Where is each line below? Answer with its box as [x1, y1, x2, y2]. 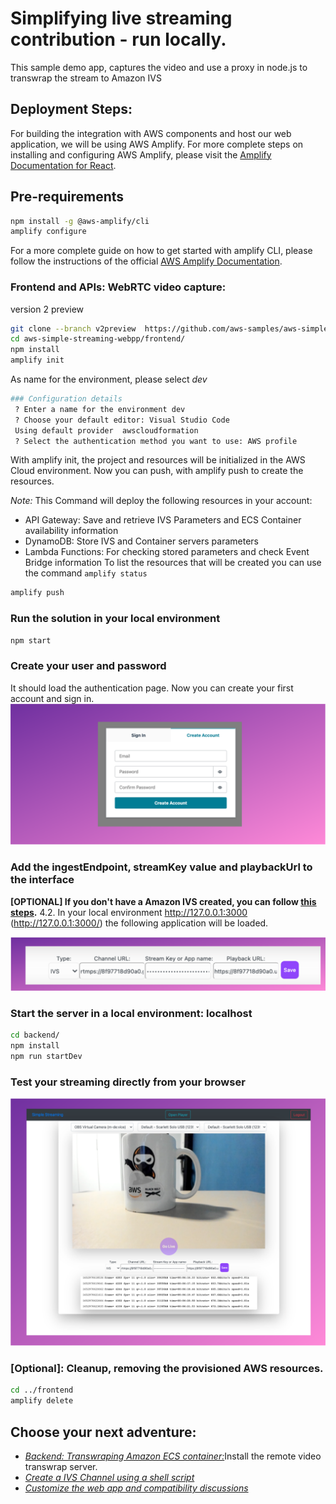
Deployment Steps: [10, 101, 133, 118]
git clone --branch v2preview [10, 323, 137, 334]
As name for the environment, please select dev [10, 373, 208, 386]
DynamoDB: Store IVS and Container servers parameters [24, 535, 259, 547]
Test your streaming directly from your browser [10, 1075, 246, 1089]
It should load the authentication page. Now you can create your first [10, 682, 294, 694]
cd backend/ [10, 1030, 60, 1041]
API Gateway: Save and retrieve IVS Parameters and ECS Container [24, 514, 302, 526]
